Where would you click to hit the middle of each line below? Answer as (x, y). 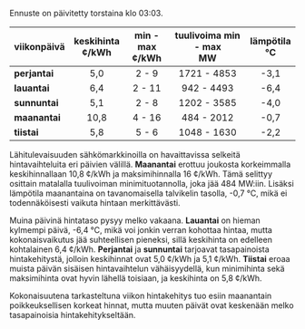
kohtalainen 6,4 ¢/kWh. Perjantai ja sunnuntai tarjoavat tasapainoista (139, 249)
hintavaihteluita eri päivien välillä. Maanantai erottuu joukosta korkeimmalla (150, 164)
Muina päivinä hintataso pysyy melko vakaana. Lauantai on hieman (135, 220)
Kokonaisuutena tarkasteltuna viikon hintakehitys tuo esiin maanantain (141, 295)
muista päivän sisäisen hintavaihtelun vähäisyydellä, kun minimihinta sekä (147, 268)
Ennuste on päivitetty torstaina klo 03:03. (86, 13)
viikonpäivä (39, 47)
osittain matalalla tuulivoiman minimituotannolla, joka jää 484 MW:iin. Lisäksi (152, 184)
